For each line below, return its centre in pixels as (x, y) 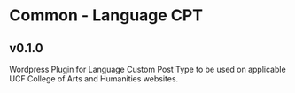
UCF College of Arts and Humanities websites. (94, 79)
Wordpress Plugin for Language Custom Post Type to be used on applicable (147, 69)
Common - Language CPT (106, 15)
